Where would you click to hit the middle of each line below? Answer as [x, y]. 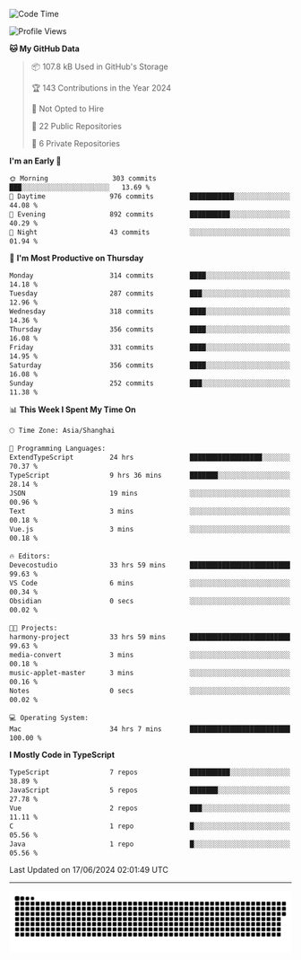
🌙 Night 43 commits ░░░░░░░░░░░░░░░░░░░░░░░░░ [150, 233]
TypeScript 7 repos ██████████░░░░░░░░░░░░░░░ [150, 772]
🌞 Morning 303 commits [83, 179]
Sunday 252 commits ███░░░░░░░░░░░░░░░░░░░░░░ [150, 383]
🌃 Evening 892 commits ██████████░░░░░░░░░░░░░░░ [150, 215]
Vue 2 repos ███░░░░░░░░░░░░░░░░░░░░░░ [150, 808]
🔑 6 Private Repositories [76, 143]
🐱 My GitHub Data [45, 48]
